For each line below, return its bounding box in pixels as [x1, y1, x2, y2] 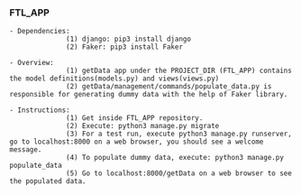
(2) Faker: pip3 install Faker [66, 42, 183, 51]
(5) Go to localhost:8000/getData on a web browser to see [66, 169, 293, 178]
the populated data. [9, 177, 87, 186]
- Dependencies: [9, 27, 70, 36]
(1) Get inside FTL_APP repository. [66, 114, 204, 123]
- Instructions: [9, 106, 70, 115]
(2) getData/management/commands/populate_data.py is [66, 82, 272, 91]
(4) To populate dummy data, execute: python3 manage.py [66, 153, 284, 162]
